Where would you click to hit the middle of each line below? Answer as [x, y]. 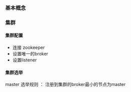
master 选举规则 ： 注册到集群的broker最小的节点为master [65, 84]
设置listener [25, 60]
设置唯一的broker [30, 54]
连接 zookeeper [29, 47]
